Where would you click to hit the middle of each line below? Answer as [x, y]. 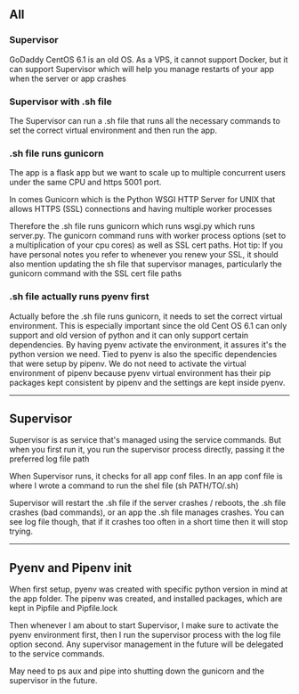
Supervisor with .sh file [61, 102]
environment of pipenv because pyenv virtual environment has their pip [140, 372]
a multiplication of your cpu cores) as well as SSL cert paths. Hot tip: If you [146, 245]
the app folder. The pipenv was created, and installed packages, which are [146, 599]
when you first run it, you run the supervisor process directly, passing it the [147, 450]
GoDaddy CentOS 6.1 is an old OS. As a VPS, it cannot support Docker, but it [149, 59]
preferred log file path [49, 459]
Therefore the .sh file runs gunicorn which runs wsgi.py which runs [132, 226]
